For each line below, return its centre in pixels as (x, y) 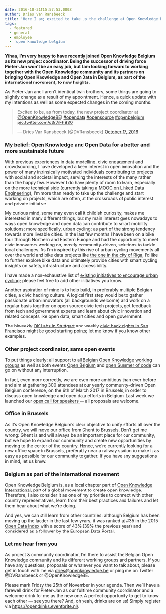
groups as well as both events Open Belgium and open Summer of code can (83, 365)
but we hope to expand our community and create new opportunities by (78, 440)
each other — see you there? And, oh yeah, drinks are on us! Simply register (83, 601)
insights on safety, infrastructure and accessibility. (56, 266)
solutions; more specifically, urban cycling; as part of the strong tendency (80, 229)
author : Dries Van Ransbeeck (35, 14)
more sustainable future (35, 151)
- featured (21, 28)
